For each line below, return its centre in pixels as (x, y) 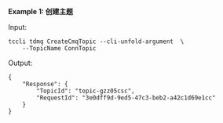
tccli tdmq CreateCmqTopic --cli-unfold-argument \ (96, 42)
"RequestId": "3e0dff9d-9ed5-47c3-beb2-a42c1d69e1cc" (126, 98)
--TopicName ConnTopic (59, 49)
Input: (18, 27)
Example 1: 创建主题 (40, 11)
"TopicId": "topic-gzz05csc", (86, 91)
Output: (20, 63)
